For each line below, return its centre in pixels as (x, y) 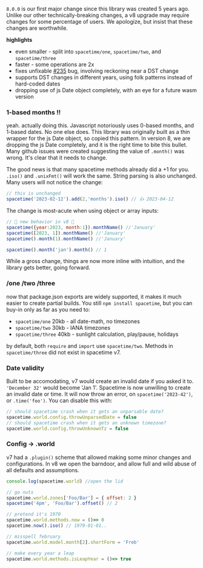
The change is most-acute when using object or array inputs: (82, 211)
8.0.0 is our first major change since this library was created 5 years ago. (98, 9)
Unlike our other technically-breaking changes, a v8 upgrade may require (98, 15)
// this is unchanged (34, 193)
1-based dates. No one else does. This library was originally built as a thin (98, 132)
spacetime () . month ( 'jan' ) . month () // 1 (57, 250)
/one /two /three (31, 283)
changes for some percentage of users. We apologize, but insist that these (99, 22)
